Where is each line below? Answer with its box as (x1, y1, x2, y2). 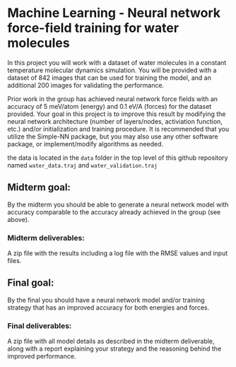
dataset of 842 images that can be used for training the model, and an (7, 73, 212, 82)
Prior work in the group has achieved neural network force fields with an (7, 94, 218, 103)
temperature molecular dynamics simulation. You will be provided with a (7, 66, 217, 74)
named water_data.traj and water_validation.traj (7, 161, 158, 169)
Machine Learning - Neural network (7, 5, 221, 21)
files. (7, 257, 22, 265)
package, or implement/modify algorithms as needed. (7, 139, 164, 148)
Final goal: (7, 277, 54, 289)
